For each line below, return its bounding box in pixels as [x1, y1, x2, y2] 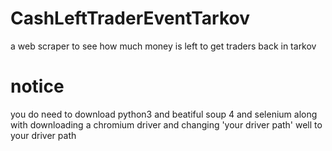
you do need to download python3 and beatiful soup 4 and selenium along [10, 108, 318, 120]
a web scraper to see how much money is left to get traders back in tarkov [10, 40, 317, 52]
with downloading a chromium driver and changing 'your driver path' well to [10, 118, 323, 131]
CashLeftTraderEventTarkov [10, 7, 251, 30]
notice [10, 75, 65, 98]
